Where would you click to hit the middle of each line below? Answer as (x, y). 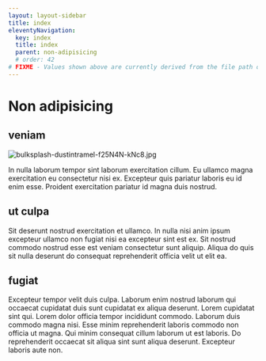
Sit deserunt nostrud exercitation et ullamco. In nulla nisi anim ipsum (120, 230)
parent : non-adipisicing (56, 52)
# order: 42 (35, 60)
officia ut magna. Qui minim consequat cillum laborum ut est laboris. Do (125, 333)
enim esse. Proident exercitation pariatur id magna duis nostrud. (113, 186)
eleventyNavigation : (42, 30)
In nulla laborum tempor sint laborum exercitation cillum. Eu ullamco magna (131, 169)
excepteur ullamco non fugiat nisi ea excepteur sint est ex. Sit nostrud (122, 239)
